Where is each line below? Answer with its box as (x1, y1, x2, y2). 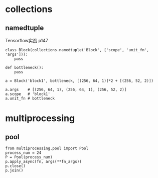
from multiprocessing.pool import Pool (5, 146, 89, 151)
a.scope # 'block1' (5, 92, 51, 97)
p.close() (5, 163, 26, 168)
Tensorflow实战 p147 (5, 38, 49, 43)
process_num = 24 (5, 150, 42, 155)
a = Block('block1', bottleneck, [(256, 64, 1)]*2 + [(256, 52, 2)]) (5, 78, 154, 83)
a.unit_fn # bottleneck (5, 96, 55, 101)
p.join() (5, 168, 24, 173)
